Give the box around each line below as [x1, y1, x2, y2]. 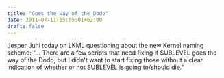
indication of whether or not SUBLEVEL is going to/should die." [7, 63, 184, 72]
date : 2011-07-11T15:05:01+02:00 [7, 16, 103, 23]
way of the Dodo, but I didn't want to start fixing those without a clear [7, 56, 203, 64]
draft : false [7, 23, 45, 29]
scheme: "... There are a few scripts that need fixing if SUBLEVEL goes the [7, 49, 217, 57]
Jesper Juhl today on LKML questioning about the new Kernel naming [7, 42, 204, 50]
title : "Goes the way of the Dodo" [7, 10, 109, 17]
